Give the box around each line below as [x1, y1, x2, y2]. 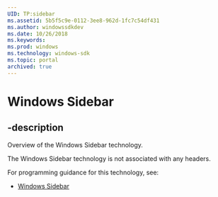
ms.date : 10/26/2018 [7, 30, 69, 38]
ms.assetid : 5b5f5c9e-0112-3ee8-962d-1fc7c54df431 [7, 17, 160, 24]
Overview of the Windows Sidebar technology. [7, 140, 144, 149]
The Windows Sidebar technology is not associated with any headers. [7, 154, 211, 163]
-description [7, 122, 64, 134]
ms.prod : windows [7, 43, 59, 50]
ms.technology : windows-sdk [7, 50, 91, 57]
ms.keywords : [7, 37, 46, 44]
